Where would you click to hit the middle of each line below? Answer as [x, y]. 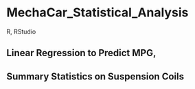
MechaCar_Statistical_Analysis [97, 13]
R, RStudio [21, 31]
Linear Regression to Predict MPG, [81, 53]
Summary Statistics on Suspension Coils [95, 76]
